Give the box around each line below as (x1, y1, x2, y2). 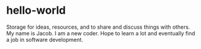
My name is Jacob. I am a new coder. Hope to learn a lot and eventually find (6, 29, 196, 36)
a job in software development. (6, 36, 83, 43)
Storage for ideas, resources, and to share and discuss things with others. (6, 23, 190, 30)
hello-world (6, 4, 66, 17)
